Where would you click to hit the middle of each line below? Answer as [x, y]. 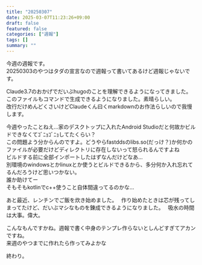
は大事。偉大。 [25, 215]
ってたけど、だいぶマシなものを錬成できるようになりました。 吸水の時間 [103, 207]
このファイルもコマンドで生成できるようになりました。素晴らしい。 [91, 99]
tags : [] [17, 40]
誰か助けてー [22, 179]
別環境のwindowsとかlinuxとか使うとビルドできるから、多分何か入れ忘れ [97, 164]
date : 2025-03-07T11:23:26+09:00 [48, 18]
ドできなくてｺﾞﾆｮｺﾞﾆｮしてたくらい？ [51, 134]
